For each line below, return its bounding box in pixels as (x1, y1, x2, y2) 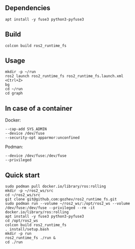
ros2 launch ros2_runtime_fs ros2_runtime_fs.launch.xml (5, 74, 124, 79)
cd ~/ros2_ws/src (5, 193, 41, 198)
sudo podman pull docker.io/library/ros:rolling (5, 184, 106, 189)
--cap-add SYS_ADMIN (5, 127, 47, 132)
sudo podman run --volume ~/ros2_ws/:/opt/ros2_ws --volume (5, 201, 131, 206)
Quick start (5, 171, 40, 179)
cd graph (5, 91, 23, 96)
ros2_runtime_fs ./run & (5, 235, 56, 241)
